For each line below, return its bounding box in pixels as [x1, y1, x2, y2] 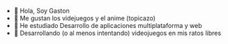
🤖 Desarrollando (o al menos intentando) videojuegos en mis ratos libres [13, 29, 222, 37]
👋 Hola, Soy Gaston [13, 7, 70, 15]
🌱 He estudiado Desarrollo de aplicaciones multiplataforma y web [13, 22, 202, 29]
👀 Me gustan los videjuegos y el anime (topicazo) [13, 14, 155, 22]
